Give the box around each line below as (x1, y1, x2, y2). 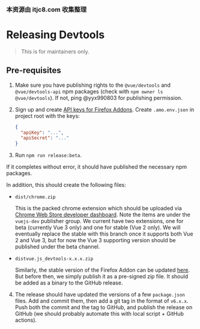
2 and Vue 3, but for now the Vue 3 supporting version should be (14, 237, 176, 244)
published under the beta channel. (14, 243, 100, 251)
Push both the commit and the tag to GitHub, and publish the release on (14, 304, 193, 311)
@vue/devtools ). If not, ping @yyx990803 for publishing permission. (14, 94, 183, 101)
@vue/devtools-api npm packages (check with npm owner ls (14, 87, 163, 95)
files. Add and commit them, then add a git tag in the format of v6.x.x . (14, 297, 189, 305)
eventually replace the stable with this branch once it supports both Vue (14, 230, 193, 237)
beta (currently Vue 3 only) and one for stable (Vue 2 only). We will (14, 224, 181, 231)
